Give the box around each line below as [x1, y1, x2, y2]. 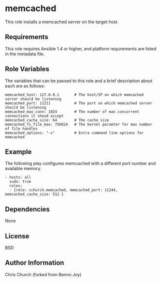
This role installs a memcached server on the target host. [5, 19, 119, 25]
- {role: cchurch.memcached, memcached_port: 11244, [9, 188, 118, 193]
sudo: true [9, 179, 31, 184]
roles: [9, 183, 23, 189]
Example [5, 148, 32, 156]
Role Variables [5, 65, 49, 73]
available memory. [5, 165, 42, 172]
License [5, 232, 29, 240]
